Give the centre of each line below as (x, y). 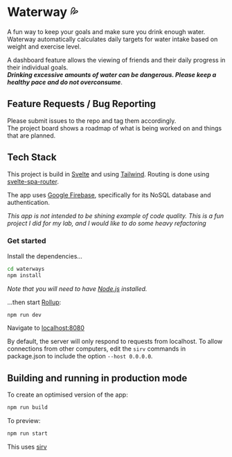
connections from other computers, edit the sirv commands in (97, 349)
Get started (27, 241)
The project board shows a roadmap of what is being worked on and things (115, 128)
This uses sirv (27, 447)
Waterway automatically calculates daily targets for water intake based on (113, 39)
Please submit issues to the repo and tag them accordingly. (92, 121)
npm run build (28, 408)
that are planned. (32, 135)
